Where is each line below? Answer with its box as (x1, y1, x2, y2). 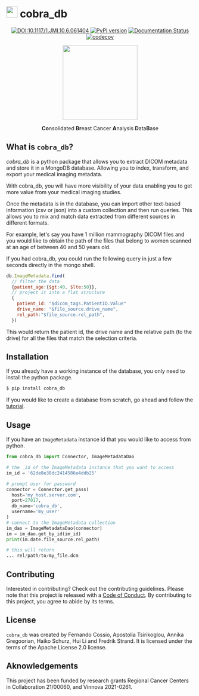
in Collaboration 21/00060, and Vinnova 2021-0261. (6, 683, 133, 690)
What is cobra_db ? (6, 142, 73, 152)
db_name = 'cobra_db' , (11, 503, 63, 509)
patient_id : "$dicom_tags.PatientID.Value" (17, 301, 127, 307)
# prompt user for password (6, 481, 76, 487)
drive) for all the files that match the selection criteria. (6, 335, 138, 342)
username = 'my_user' (11, 508, 60, 515)
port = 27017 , (11, 498, 42, 504)
